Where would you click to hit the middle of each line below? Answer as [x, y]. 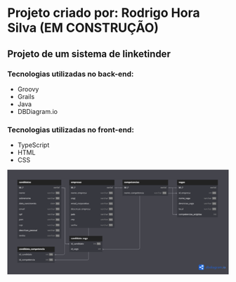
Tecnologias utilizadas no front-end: [71, 129]
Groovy [28, 89]
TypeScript [33, 145]
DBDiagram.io [38, 111]
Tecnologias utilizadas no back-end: [71, 74]
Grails [26, 96]
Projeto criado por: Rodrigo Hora [104, 13]
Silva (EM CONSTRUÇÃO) [83, 28]
